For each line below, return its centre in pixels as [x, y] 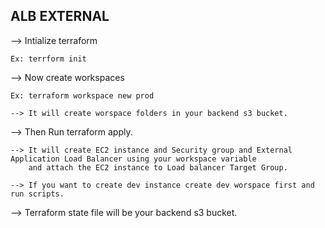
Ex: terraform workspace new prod [82, 95]
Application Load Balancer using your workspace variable [133, 159]
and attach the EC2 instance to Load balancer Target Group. [158, 167]
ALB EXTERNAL [60, 16]
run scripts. [37, 194]
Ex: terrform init [48, 59]
